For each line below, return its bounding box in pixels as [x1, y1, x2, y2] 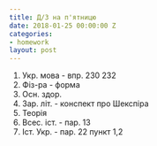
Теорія [21, 108, 48, 119]
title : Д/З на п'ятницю [9, 12, 97, 22]
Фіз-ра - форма [21, 80, 81, 90]
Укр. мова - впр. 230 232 [21, 70, 116, 81]
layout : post [9, 46, 57, 55]
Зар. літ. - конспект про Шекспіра [21, 98, 149, 109]
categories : [9, 29, 53, 38]
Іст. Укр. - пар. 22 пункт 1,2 [21, 127, 123, 137]
